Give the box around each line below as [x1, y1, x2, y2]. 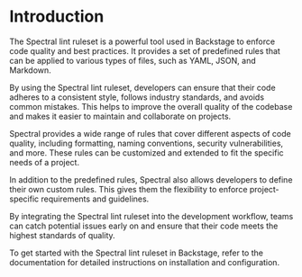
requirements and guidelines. [41, 193, 150, 204]
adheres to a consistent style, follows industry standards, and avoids [9, 92, 264, 103]
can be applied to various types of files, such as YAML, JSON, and [9, 55, 256, 66]
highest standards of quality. [9, 229, 115, 240]
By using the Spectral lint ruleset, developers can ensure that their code [9, 82, 277, 93]
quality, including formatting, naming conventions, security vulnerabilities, [9, 138, 284, 148]
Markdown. [9, 65, 51, 76]
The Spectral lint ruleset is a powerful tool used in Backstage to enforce [9, 36, 276, 47]
